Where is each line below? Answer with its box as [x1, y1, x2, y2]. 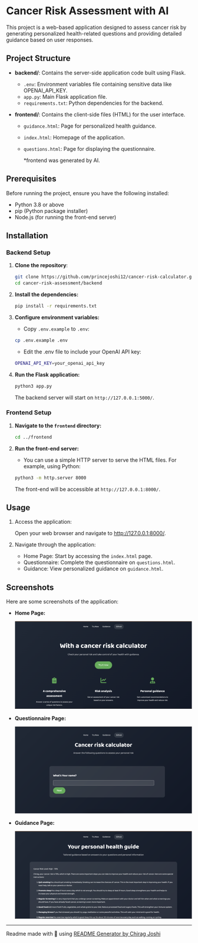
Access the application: [14, 519, 72, 526]
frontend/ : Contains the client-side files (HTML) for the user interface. [14, 111, 186, 118]
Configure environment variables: [14, 313, 100, 320]
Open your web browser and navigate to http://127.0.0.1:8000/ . [14, 530, 166, 537]
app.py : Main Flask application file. [23, 93, 107, 100]
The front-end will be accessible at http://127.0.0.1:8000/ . [14, 485, 161, 492]
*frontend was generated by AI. [23, 157, 100, 164]
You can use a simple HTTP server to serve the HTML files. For [23, 456, 177, 464]
